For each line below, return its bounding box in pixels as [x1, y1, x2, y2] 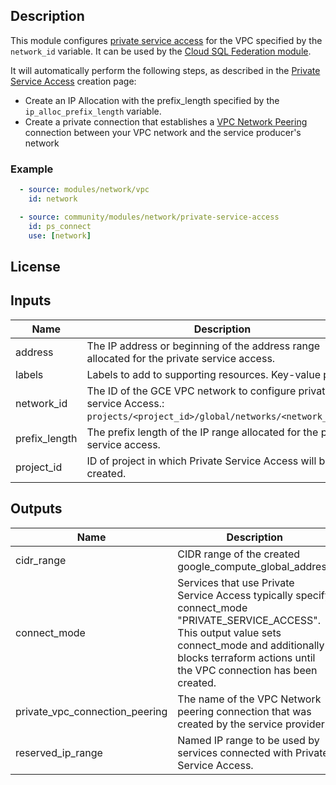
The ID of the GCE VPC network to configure [86, 384, 297, 398]
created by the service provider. [177, 717, 328, 731]
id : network [28, 194, 78, 204]
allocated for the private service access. [86, 351, 276, 365]
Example [10, 162, 54, 176]
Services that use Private [177, 575, 295, 589]
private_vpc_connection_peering [15, 704, 168, 718]
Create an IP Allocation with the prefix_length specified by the [24, 94, 280, 106]
